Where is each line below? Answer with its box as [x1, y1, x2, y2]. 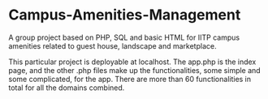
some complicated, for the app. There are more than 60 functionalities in [8, 74, 252, 84]
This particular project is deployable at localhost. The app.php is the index [8, 57, 257, 67]
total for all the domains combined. [8, 83, 125, 93]
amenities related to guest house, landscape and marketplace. [8, 41, 217, 50]
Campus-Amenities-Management [8, 6, 241, 24]
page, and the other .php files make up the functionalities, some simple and [8, 65, 262, 75]
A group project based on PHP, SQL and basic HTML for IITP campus [8, 32, 240, 42]
